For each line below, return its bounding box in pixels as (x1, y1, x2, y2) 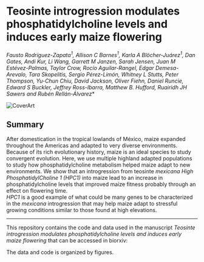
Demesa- (155, 64, 179, 71)
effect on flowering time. (6, 187, 68, 195)
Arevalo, (6, 71, 27, 78)
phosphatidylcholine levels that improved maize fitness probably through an (6, 181, 196, 188)
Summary (6, 119, 44, 129)
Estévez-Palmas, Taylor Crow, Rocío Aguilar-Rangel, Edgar (6, 64, 154, 71)
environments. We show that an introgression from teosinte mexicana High (6, 168, 194, 175)
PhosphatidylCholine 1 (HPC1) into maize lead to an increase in (6, 174, 163, 182)
